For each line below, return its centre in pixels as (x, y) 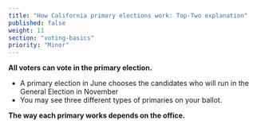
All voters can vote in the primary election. (81, 68)
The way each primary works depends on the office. (97, 115)
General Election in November (69, 91)
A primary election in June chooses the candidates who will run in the (134, 83)
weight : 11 (26, 30)
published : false (37, 23)
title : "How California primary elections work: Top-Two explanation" (128, 16)
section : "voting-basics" (51, 38)
